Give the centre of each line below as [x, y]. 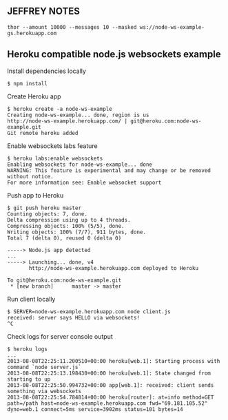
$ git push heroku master [44, 208]
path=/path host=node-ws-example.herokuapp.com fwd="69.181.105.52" [107, 403]
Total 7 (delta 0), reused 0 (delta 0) [64, 238]
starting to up [29, 379]
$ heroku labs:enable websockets [55, 158]
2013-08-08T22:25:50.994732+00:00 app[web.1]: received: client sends [111, 385]
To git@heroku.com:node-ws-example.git [64, 280]
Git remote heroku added [43, 133]
